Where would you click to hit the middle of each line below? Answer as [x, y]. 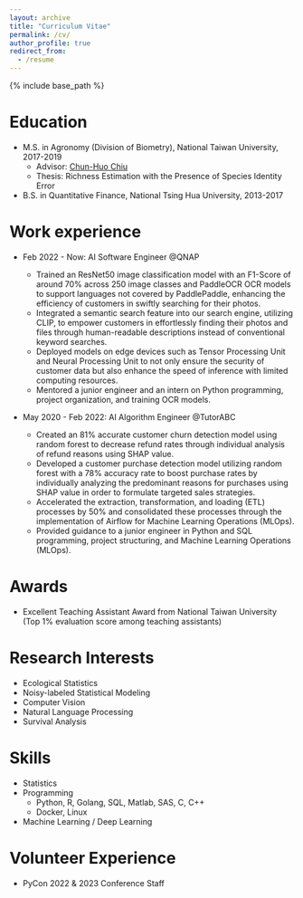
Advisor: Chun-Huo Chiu [82, 166]
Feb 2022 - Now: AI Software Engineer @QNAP [111, 257]
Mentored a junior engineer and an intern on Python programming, [160, 389]
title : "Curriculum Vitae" [60, 26]
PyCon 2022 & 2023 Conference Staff [93, 883]
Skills [30, 758]
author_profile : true [50, 43]
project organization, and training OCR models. [123, 399]
